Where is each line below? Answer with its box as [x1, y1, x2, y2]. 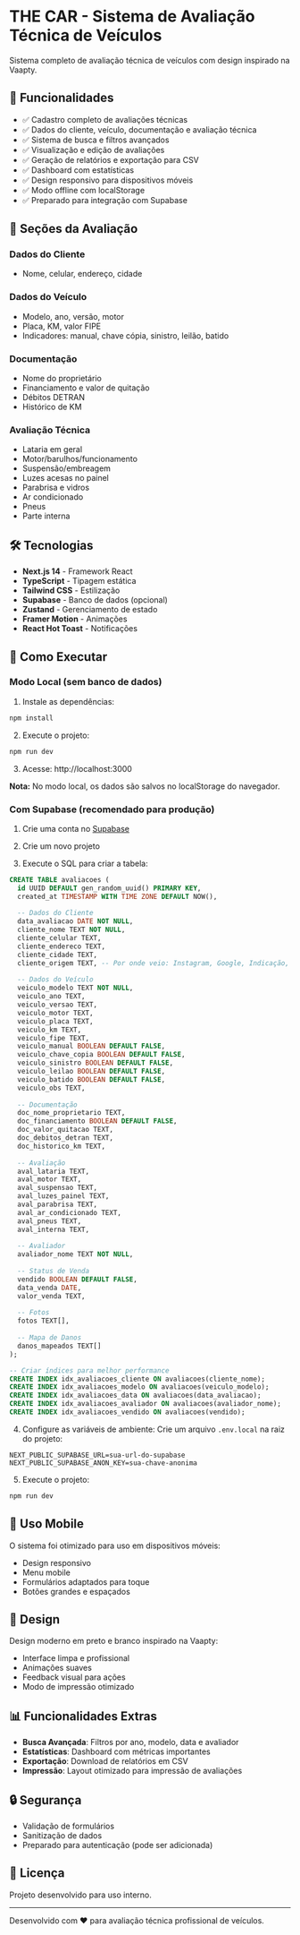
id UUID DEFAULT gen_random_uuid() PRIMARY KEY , [17, 884, 202, 893]
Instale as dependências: [21, 696, 114, 706]
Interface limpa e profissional [21, 1653, 130, 1664]
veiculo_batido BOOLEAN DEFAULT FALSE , [17, 1075, 166, 1084]
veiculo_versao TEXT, [17, 1000, 98, 1009]
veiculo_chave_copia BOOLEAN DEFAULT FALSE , [17, 1050, 186, 1059]
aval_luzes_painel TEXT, [17, 1192, 110, 1201]
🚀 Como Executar [9, 649, 108, 664]
